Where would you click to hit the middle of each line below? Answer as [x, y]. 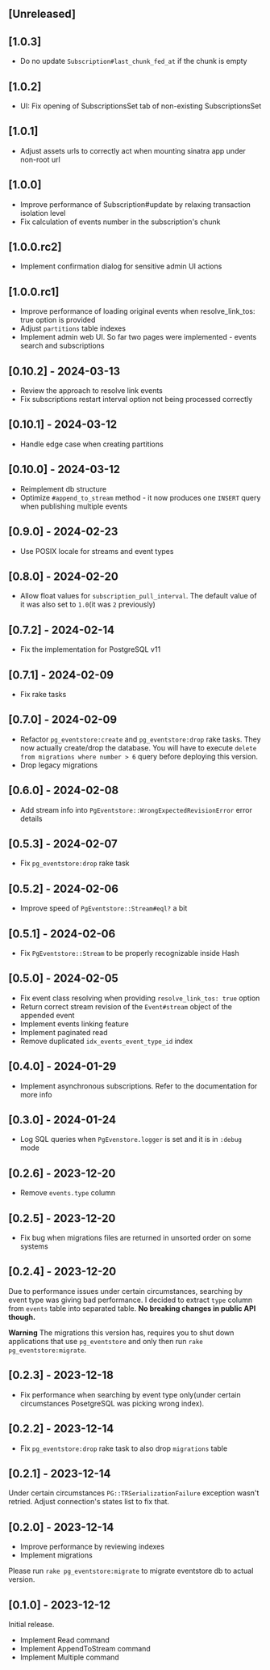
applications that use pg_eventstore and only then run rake [106, 1341]
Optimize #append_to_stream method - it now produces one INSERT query [140, 497]
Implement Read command [65, 1640]
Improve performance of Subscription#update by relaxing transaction [135, 204]
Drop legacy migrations [59, 765]
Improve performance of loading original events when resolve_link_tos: [137, 311]
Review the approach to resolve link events [91, 391]
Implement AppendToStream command [85, 1648]
